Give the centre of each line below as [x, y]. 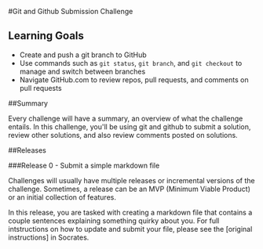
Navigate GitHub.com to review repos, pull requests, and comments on [134, 79]
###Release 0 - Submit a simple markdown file [84, 165]
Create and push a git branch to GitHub [83, 55]
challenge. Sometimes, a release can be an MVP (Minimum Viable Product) [130, 189]
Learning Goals [46, 36]
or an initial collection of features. [62, 197]
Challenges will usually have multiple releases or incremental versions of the [131, 180]
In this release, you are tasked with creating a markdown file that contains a [130, 212]
